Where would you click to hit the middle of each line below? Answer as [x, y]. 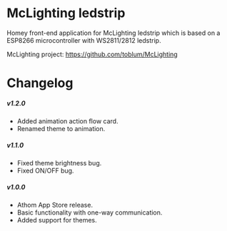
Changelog [40, 83]
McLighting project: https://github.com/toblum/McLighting [92, 54]
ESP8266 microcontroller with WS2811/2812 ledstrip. [84, 40]
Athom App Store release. [55, 205]
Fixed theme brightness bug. [59, 163]
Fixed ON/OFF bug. [45, 171]
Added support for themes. [57, 220]
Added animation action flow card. [67, 121]
